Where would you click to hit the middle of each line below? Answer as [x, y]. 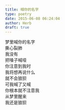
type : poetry [18, 14]
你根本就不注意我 [22, 91]
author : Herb [18, 23]
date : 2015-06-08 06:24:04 [32, 18]
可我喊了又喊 [18, 84]
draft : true [17, 28]
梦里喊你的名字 [20, 42]
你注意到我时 [18, 66]
